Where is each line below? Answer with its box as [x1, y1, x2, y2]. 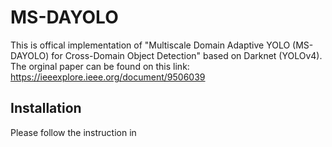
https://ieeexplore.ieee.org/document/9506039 [10, 71, 206, 83]
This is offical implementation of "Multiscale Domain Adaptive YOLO [10, 39, 291, 51]
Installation [10, 100, 82, 117]
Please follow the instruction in [10, 126, 137, 138]
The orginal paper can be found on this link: [10, 60, 190, 72]
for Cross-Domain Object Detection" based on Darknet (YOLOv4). [51, 49, 323, 61]
